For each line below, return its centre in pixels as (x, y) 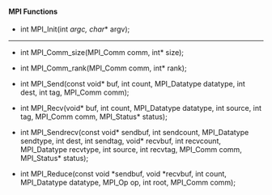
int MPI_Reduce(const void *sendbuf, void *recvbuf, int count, (123, 174)
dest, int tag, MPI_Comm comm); (74, 92)
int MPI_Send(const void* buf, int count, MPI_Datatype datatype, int (132, 84)
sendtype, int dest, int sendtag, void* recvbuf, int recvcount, (120, 141)
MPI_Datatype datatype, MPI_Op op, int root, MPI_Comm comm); (128, 183)
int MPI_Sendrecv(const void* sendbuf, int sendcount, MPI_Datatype (134, 133)
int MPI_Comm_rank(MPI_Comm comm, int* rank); (104, 68)
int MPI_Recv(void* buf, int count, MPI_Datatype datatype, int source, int (140, 108)
